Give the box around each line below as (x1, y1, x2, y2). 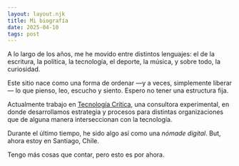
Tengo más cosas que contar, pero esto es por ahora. (7, 150, 166, 159)
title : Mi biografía (7, 17, 69, 24)
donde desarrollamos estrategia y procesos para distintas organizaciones (7, 108, 223, 116)
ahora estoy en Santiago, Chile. (7, 137, 100, 145)
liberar (213, 79, 233, 88)
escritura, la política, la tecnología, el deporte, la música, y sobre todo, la (7, 58, 221, 66)
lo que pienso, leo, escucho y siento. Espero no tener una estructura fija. (15, 86, 229, 95)
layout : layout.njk (7, 10, 66, 18)
